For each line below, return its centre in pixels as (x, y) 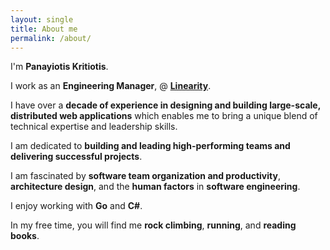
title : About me (44, 29)
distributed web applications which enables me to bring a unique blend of (164, 116)
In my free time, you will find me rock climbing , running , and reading (153, 225)
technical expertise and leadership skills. (94, 127)
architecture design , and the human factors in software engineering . (155, 187)
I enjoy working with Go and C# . (76, 206)
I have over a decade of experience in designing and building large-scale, (165, 105)
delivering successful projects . (76, 157)
